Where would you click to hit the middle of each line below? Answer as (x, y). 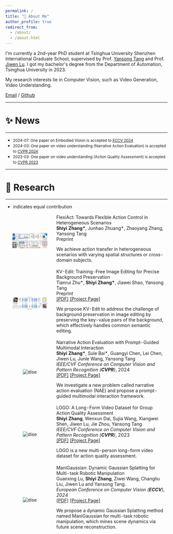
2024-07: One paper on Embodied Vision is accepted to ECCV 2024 (73, 140)
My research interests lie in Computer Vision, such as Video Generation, (82, 79)
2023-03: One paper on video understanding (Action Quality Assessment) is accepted (89, 157)
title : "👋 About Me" (28, 16)
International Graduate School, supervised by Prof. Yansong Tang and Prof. (85, 59)
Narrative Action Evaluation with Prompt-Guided (108, 343)
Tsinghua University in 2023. (36, 70)
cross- (156, 254)
